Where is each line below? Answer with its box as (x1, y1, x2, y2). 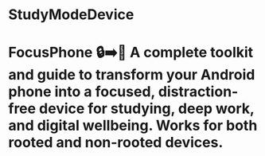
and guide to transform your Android (8, 66, 255, 84)
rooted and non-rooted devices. (8, 134, 224, 152)
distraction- (158, 83, 239, 101)
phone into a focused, (8, 83, 155, 101)
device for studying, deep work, (38, 99, 255, 118)
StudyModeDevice (8, 6, 134, 24)
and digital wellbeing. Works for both (8, 117, 258, 135)
